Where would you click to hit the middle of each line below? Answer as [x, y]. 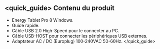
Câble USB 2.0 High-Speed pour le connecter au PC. [65, 30]
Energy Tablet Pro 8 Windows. [42, 20]
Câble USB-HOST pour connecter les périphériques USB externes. [80, 36]
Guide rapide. [26, 25]
